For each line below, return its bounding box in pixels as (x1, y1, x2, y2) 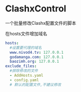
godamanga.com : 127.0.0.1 (9, 54, 64, 60)
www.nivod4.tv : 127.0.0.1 (9, 50, 64, 55)
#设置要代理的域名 (9, 45, 42, 50)
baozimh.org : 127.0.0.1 (9, 59, 59, 64)
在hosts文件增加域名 (5, 30, 47, 36)
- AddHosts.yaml (9, 73, 43, 78)
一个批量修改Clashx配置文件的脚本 (5, 20, 76, 26)
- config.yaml (9, 78, 39, 83)
